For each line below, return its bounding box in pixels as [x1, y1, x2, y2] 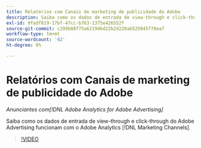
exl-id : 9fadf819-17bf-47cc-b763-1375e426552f [6, 20, 124, 26]
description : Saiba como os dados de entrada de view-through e [6, 14, 170, 20]
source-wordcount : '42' [6, 37, 66, 43]
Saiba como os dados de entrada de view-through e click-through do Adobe [6, 117, 194, 125]
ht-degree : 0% [6, 43, 42, 49]
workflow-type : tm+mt [6, 31, 60, 37]
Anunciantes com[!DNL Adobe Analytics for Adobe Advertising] [6, 105, 163, 113]
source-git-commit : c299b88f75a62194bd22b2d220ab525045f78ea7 [6, 25, 165, 32]
